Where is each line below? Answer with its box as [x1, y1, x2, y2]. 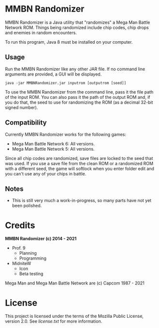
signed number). [5, 104, 38, 110]
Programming [19, 255, 47, 261]
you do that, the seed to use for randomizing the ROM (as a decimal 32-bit [5, 99, 153, 105]
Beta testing [19, 271, 43, 277]
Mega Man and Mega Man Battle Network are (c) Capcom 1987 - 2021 [5, 280, 145, 286]
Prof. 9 [12, 245, 26, 251]
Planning [19, 250, 37, 256]
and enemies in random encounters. [5, 30, 77, 35]
